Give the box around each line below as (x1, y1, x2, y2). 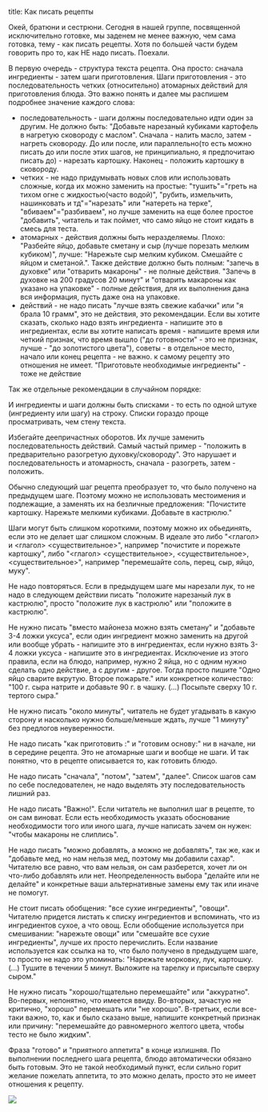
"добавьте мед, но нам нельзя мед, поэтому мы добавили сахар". (8, 854, 235, 863)
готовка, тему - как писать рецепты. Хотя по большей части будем (8, 39, 238, 49)
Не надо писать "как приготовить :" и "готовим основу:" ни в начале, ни (8, 739, 256, 749)
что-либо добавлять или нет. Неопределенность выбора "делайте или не (8, 871, 260, 880)
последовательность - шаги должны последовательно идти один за (19, 113, 254, 123)
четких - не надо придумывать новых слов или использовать (19, 172, 231, 182)
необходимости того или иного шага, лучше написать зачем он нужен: (8, 822, 252, 830)
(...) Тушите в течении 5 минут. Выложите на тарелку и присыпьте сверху (8, 963, 260, 972)
